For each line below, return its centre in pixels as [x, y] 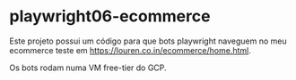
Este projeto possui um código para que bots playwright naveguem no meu [148, 41]
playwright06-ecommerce [110, 16]
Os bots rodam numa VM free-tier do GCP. [88, 68]
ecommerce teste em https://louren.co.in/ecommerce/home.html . [130, 50]
